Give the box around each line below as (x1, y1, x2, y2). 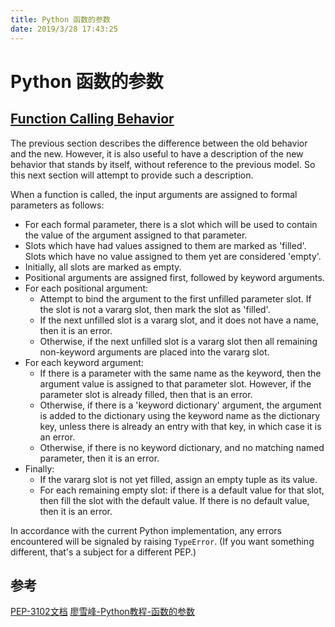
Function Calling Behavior (10, 111, 175, 128)
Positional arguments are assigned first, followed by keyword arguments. (24, 271, 325, 283)
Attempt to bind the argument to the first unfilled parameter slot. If (39, 292, 312, 305)
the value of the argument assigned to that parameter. (24, 229, 248, 241)
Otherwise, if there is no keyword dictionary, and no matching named (39, 441, 325, 453)
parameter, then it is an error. (39, 452, 160, 464)
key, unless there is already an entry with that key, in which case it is (39, 420, 322, 432)
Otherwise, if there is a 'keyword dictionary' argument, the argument (39, 399, 322, 411)
